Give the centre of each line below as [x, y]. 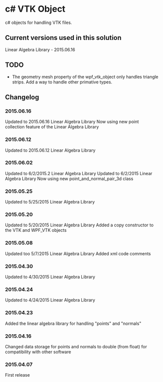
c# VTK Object [35, 9]
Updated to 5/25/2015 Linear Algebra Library [50, 202]
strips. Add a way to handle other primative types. [62, 82]
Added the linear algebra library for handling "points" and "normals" [73, 323]
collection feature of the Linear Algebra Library [52, 127]
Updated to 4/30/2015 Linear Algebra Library [50, 277]
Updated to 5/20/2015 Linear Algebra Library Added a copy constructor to [79, 225]
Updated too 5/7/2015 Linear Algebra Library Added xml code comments [78, 253]
